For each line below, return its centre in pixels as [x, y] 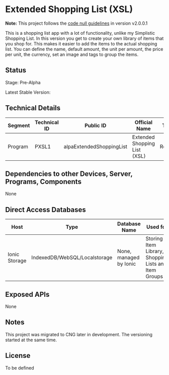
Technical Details [33, 108]
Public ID [96, 126]
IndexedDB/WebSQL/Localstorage [72, 258]
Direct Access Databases [46, 209]
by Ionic [127, 264]
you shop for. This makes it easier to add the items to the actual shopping [81, 43]
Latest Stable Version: [28, 92]
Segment [19, 126]
